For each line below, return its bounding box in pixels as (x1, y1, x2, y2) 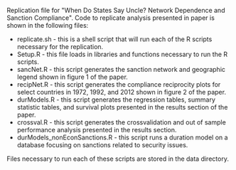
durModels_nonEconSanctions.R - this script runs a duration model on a (16, 133, 228, 142)
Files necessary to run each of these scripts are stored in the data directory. (6, 154, 229, 163)
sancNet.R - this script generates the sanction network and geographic (16, 65, 225, 73)
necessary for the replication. (16, 43, 104, 51)
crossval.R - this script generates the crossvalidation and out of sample (16, 118, 227, 127)
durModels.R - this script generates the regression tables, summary (16, 95, 216, 104)
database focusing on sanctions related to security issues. (16, 141, 188, 149)
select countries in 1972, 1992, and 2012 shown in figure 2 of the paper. (16, 88, 227, 96)
